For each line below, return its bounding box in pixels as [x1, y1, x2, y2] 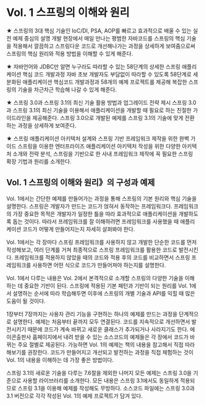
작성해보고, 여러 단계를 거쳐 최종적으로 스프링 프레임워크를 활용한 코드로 [6, 246, 178, 253]
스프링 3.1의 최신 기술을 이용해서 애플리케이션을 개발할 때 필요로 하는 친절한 [12, 106, 192, 114]
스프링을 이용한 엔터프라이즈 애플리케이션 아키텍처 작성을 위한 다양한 [17, 142, 181, 150]
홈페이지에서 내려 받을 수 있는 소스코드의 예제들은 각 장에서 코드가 [32, 333, 189, 340]
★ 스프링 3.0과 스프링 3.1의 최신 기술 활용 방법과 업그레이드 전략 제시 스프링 [6, 98, 187, 106]
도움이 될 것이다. [6, 297, 46, 305]
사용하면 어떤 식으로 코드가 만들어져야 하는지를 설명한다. [32, 261, 166, 269]
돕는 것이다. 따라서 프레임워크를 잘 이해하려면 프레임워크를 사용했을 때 [12, 218, 179, 225]
